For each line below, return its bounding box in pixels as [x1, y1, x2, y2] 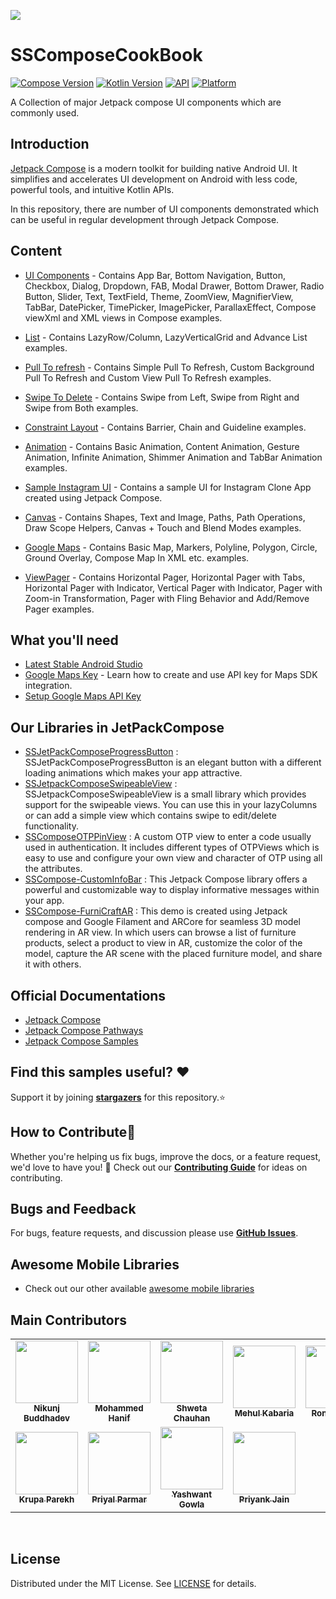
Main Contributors [10, 1311, 127, 1329]
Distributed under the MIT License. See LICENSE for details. [10, 1577, 257, 1589]
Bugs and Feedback [10, 1201, 137, 1218]
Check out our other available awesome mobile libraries [24, 1283, 255, 1295]
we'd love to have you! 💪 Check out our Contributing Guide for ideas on [10, 1161, 308, 1173]
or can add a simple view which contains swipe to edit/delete [24, 810, 277, 822]
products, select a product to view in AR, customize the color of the [24, 937, 303, 949]
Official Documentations [10, 987, 167, 1004]
